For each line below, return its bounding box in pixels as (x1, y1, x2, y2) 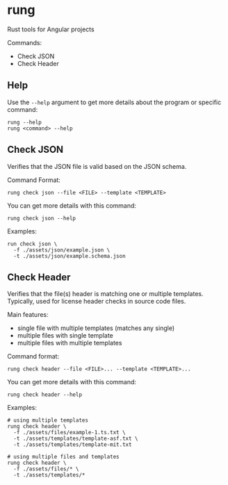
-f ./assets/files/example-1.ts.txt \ (13, 429, 127, 436)
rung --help (7, 119, 42, 126)
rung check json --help (7, 215, 76, 222)
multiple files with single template (17, 331, 113, 340)
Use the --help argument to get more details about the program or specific (7, 98, 222, 106)
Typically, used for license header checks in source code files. (7, 297, 186, 306)
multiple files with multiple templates (17, 339, 122, 347)
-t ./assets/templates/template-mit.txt (13, 441, 132, 448)
